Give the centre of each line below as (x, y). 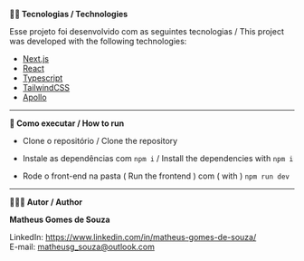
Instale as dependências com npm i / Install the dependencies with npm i (158, 158)
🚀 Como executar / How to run (67, 123)
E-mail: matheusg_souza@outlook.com (82, 246)
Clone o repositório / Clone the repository (100, 141)
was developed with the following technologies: (98, 41)
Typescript (43, 78)
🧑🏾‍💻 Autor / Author (46, 202)
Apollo (34, 97)
